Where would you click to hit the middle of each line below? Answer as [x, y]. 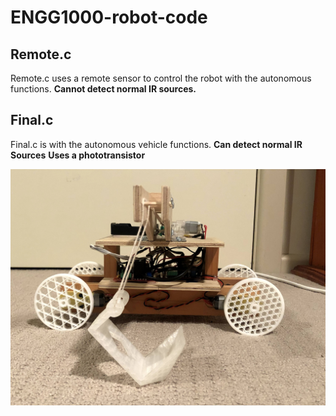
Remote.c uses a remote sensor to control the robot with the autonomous [161, 78]
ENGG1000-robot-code [109, 17]
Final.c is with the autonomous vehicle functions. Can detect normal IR [156, 144]
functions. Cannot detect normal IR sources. [103, 89]
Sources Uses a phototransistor [78, 155]
